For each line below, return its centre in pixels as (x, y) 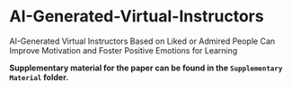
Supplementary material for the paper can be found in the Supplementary (146, 68)
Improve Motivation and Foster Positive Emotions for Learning (124, 50)
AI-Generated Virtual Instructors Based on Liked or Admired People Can (142, 41)
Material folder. (39, 77)
